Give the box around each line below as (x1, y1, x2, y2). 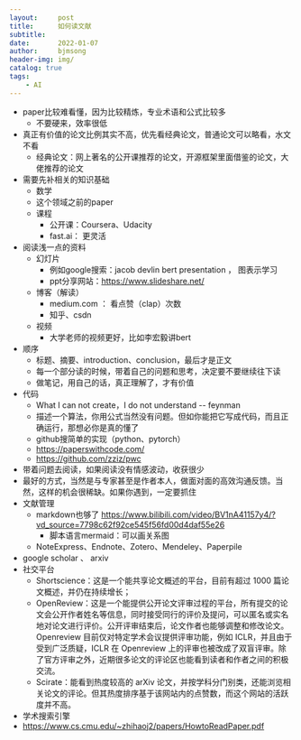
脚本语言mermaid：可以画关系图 (49, 530, 169, 541)
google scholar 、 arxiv (22, 552, 109, 563)
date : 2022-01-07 (9, 38, 99, 48)
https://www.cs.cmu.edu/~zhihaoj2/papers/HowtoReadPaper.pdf (22, 720, 265, 731)
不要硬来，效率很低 (35, 117, 108, 128)
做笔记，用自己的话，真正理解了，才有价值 (35, 376, 195, 388)
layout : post (9, 13, 75, 23)
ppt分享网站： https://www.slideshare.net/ (49, 275, 205, 286)
